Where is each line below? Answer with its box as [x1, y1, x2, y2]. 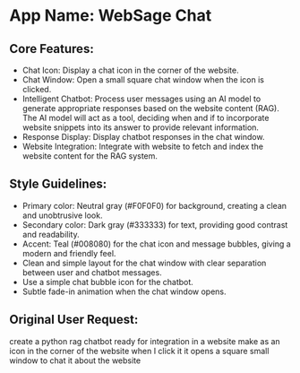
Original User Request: [9, 312, 139, 327]
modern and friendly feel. [21, 247, 116, 258]
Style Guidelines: [9, 177, 107, 192]
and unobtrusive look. [21, 210, 103, 221]
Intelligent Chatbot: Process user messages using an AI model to [21, 93, 261, 104]
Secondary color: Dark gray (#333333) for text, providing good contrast [21, 219, 288, 230]
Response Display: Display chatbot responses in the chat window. [21, 132, 265, 142]
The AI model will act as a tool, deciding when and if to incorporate [21, 113, 270, 123]
